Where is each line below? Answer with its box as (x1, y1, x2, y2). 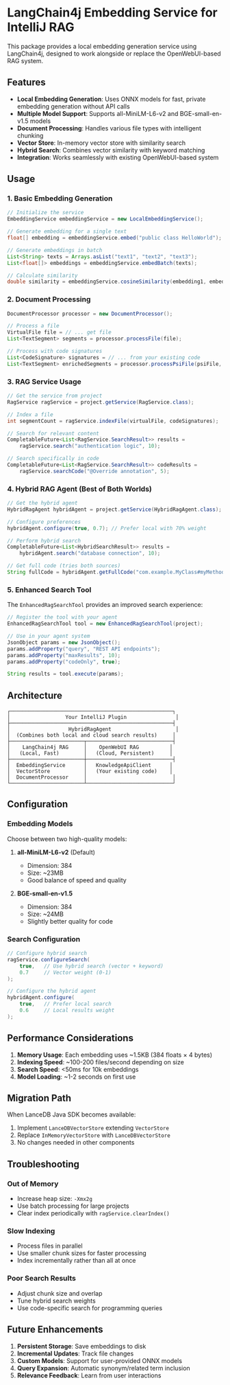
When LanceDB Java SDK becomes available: (7, 1110, 136, 1119)
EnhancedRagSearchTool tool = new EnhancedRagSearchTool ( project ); (7, 620, 204, 628)
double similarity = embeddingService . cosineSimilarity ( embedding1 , (7, 278, 207, 286)
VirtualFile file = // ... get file (7, 329, 112, 336)
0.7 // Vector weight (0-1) (19, 969, 112, 976)
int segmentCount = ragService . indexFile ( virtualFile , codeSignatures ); (7, 417, 219, 424)
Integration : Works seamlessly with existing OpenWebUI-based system (16, 153, 219, 161)
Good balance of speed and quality (27, 875, 127, 884)
